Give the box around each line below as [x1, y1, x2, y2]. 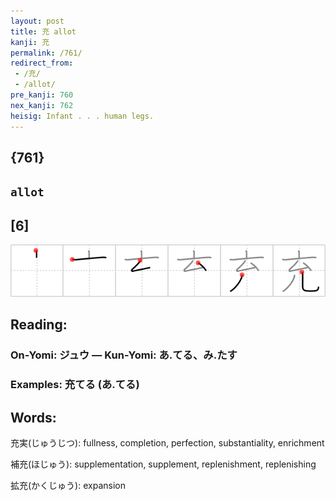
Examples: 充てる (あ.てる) [10, 378, 140, 392]
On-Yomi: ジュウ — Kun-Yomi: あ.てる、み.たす [10, 348, 238, 362]
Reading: [10, 316, 68, 334]
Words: [10, 409, 57, 426]
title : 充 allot [10, 26, 77, 37]
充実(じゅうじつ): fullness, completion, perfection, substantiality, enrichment [10, 437, 325, 449]
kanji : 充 [10, 37, 50, 47]
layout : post [10, 16, 65, 26]
